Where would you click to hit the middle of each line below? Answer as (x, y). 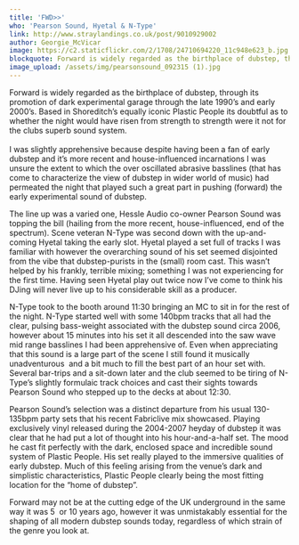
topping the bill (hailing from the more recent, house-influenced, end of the (147, 223)
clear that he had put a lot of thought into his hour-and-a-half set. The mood (149, 437)
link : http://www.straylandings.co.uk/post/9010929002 (113, 34)
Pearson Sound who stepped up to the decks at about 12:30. (120, 392)
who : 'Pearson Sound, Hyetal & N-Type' (83, 26)
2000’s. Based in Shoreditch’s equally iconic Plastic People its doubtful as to (149, 111)
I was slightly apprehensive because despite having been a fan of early (140, 149)
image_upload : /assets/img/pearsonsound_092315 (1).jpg (115, 68)
